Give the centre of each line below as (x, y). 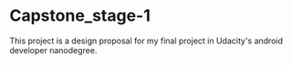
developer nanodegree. (53, 50)
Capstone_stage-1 (80, 16)
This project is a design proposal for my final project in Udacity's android (146, 41)
